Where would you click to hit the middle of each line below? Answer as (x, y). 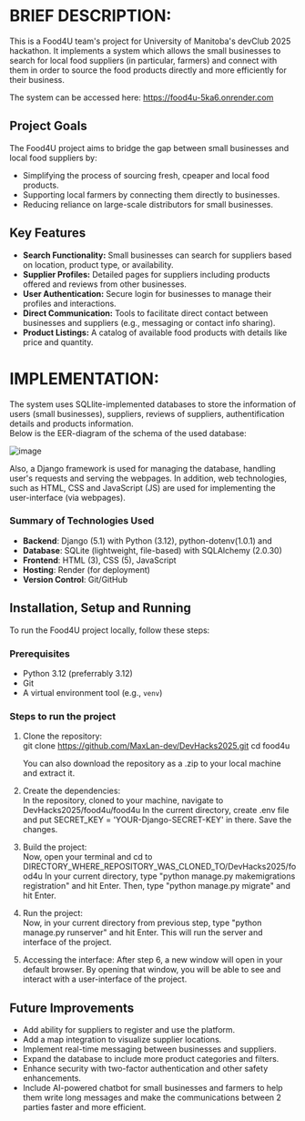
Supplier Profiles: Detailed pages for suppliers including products (146, 274)
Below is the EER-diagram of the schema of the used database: (128, 433)
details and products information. (71, 423)
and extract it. (49, 773)
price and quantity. (58, 341)
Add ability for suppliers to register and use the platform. (129, 1030)
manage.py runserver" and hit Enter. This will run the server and (142, 932)
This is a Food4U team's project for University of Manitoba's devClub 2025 (150, 41)
